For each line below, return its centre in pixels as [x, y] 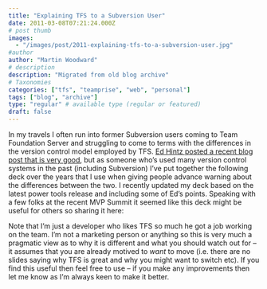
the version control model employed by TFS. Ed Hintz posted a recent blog [131, 151]
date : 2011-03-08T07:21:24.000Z [62, 23]
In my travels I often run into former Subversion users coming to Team [123, 135]
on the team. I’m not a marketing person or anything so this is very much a [130, 234]
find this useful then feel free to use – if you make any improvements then [129, 268]
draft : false [30, 112]
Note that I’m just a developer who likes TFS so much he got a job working [130, 226]
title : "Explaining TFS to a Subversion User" [87, 16]
